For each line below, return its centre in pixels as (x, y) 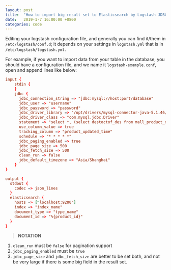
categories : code (24, 24)
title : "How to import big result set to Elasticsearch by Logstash (81, 15)
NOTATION (30, 236)
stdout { (19, 183)
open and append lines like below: (41, 70)
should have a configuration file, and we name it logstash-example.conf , (81, 65)
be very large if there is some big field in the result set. (70, 262)
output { (15, 179)
